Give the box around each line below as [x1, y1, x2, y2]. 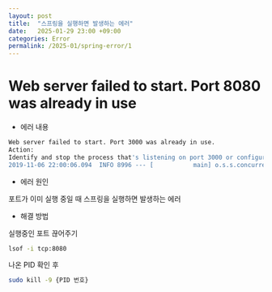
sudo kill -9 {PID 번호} [8, 277, 89, 285]
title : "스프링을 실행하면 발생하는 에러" [8, 19, 134, 28]
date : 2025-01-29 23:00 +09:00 [8, 27, 121, 35]
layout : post [8, 11, 53, 20]
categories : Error [8, 34, 70, 43]
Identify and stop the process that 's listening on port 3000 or [8, 153, 233, 161]
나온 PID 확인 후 [8, 260, 59, 270]
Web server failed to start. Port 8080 [8, 77, 261, 96]
